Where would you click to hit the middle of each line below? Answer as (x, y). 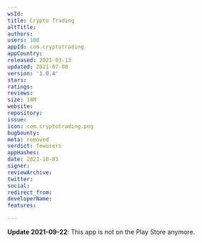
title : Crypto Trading (41, 21)
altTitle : (22, 27)
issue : (17, 119)
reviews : (20, 93)
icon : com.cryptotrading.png (51, 126)
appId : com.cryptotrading (46, 47)
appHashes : (23, 153)
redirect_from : (30, 193)
